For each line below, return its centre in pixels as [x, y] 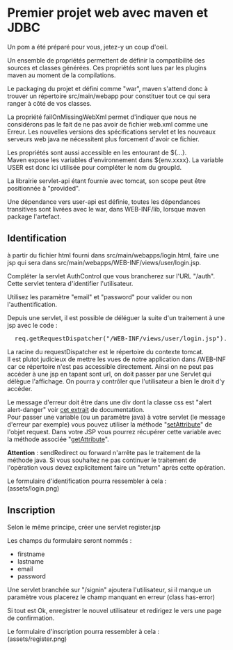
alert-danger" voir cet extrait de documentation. [76, 409]
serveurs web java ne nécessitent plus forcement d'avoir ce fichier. [103, 139]
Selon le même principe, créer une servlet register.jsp [84, 527]
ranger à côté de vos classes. [49, 103]
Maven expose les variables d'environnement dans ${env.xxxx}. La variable [115, 160]
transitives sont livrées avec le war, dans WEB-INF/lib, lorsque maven [107, 209]
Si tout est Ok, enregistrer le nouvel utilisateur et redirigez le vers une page [114, 610]
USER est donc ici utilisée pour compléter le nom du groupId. [95, 167]
